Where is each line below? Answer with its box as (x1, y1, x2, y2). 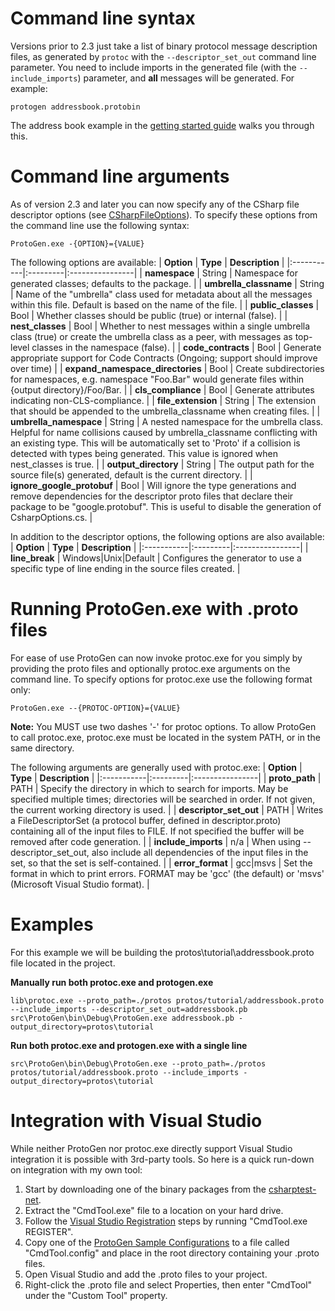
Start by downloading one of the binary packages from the (24, 1183, 267, 1195)
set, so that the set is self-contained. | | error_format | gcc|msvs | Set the (10, 857, 313, 869)
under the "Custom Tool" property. (24, 1289, 168, 1301)
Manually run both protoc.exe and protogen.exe (10, 976, 214, 988)
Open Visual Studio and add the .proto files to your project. (24, 1268, 268, 1280)
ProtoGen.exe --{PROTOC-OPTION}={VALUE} (10, 703, 182, 713)
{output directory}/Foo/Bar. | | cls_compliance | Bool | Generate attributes (10, 383, 315, 396)
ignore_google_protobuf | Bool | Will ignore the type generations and (10, 479, 297, 491)
